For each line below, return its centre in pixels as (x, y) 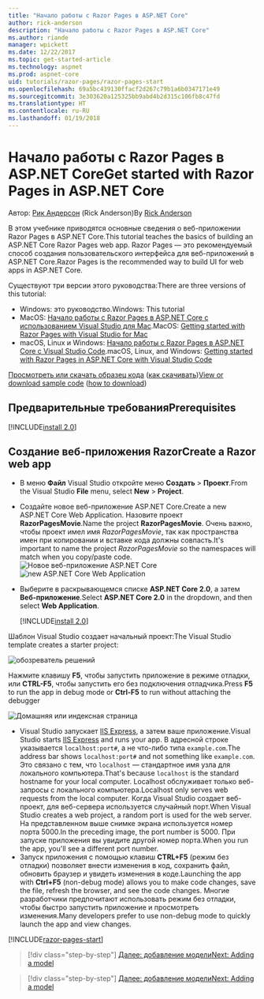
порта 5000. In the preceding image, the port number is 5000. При (127, 832)
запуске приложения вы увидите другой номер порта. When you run (134, 840)
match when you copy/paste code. (76, 557)
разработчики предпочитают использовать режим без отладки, (128, 899)
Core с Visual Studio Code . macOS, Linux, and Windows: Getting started (136, 351)
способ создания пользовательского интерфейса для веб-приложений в (131, 253)
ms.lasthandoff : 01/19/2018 (54, 118)
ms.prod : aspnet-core (44, 74)
